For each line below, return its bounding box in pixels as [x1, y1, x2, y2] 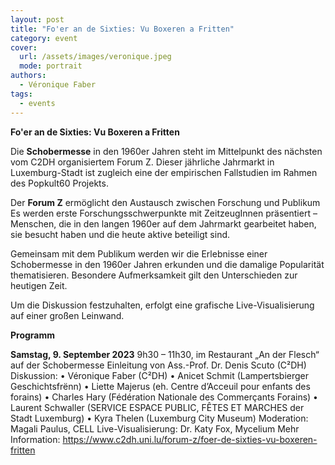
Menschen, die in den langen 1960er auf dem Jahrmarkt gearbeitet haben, [10, 217, 317, 230]
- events [19, 98, 56, 108]
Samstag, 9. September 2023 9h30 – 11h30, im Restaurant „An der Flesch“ [10, 348, 320, 360]
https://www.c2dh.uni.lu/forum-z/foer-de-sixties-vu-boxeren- [62, 433, 318, 445]
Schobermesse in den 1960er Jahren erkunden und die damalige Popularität [10, 258, 325, 270]
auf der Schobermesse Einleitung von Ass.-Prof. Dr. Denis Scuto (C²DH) [10, 359, 307, 371]
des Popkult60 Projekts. [10, 177, 109, 189]
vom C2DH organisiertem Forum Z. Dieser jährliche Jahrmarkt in [10, 156, 275, 168]
